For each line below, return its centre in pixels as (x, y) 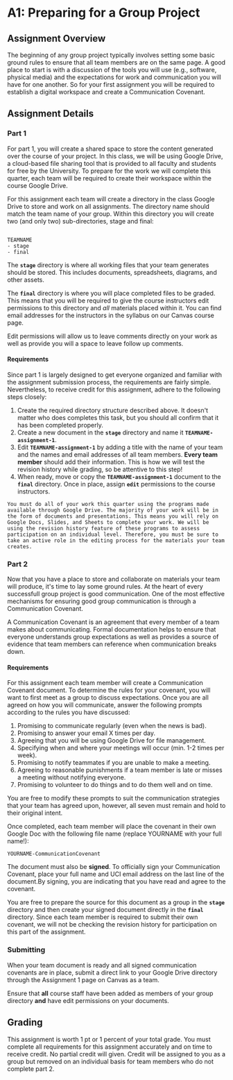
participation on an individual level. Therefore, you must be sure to (113, 534)
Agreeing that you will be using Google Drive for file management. (111, 741)
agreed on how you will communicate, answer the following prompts (105, 705)
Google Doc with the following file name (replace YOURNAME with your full (114, 834)
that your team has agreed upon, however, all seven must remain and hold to (116, 806)
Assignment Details (51, 113)
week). (27, 755)
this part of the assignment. (46, 932)
